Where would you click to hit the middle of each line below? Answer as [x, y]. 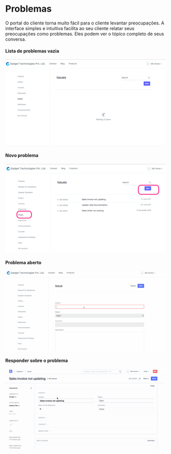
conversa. [16, 39]
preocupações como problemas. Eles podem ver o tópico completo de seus [85, 34]
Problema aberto [23, 262]
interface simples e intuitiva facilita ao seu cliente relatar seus [70, 28]
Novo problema [22, 155]
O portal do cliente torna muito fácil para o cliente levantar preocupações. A [85, 23]
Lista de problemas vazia [32, 51]
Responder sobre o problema [37, 361]
